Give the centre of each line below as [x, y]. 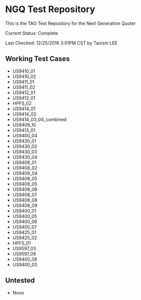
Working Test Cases [38, 59]
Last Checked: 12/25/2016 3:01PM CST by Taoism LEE [61, 43]
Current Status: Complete [32, 33]
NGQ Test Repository [50, 9]
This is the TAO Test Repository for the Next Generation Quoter [70, 23]
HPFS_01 [22, 243]
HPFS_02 [22, 103]
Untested [20, 281]
